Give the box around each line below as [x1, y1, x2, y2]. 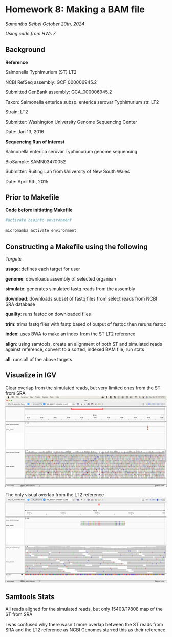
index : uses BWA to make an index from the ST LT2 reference [5, 331, 136, 337]
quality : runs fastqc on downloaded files [5, 311, 91, 317]
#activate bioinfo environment [5, 217, 72, 223]
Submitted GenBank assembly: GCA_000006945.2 [5, 89, 112, 95]
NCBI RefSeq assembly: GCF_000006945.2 [5, 78, 97, 85]
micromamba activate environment [5, 228, 77, 233]
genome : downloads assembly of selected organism [5, 276, 116, 282]
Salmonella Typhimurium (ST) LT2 [5, 69, 77, 75]
